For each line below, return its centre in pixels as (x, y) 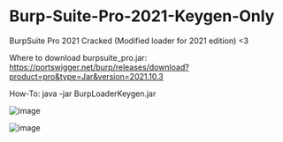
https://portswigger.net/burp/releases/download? (99, 67)
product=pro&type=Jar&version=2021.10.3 (86, 76)
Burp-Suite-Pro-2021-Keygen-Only (142, 16)
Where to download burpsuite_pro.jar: (78, 57)
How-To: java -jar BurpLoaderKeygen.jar (83, 93)
